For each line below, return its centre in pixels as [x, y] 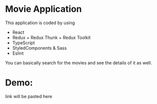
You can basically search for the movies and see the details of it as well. [78, 63]
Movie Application [44, 9]
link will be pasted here [29, 96]
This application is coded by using [40, 23]
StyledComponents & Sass [39, 48]
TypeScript [24, 42]
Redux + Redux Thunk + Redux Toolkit [51, 37]
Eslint [18, 53]
